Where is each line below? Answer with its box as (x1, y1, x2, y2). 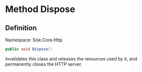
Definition (5, 24, 37, 32)
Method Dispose (5, 4, 75, 15)
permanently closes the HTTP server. (5, 61, 83, 67)
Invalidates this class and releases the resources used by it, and (5, 55, 137, 61)
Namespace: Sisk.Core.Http (5, 37, 63, 43)
